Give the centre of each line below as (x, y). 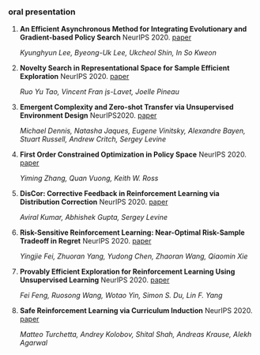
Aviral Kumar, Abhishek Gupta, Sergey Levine (94, 217)
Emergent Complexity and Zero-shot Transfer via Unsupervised (127, 107)
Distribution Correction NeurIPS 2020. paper (94, 202)
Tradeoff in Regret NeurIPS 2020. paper (85, 241)
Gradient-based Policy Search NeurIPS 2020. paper (106, 37)
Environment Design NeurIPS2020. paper (88, 115)
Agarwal (34, 343)
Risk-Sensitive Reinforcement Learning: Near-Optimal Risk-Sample (132, 232)
